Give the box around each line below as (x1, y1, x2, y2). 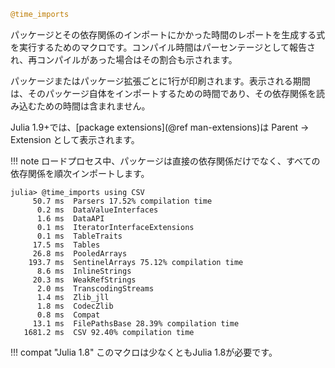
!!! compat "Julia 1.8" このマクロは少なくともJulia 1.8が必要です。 (10, 346, 278, 358)
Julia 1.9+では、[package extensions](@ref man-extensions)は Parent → (10, 121, 310, 133)
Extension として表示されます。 (10, 133, 140, 145)
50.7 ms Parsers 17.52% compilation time (32, 196, 213, 206)
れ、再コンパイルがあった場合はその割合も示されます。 (10, 53, 238, 65)
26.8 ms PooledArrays (32, 248, 128, 259)
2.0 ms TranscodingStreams (36, 283, 155, 294)
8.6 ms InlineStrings (36, 266, 132, 276)
